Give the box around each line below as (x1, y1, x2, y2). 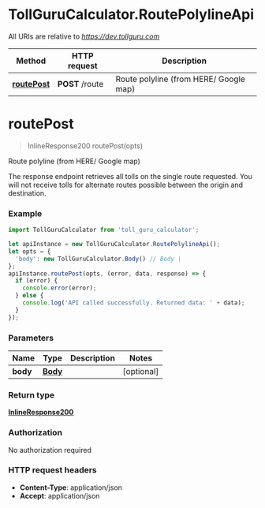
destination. (8, 188, 47, 198)
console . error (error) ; (22, 284, 97, 293)
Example (8, 207, 43, 219)
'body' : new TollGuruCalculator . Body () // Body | (15, 255, 181, 263)
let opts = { (8, 247, 51, 256)
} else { (15, 292, 44, 300)
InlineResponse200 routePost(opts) (27, 140, 144, 151)
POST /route (58, 78, 104, 89)
